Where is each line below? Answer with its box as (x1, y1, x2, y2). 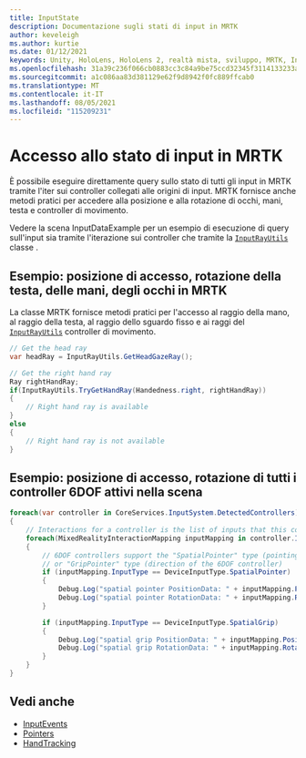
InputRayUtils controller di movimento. (9, 326, 157, 337)
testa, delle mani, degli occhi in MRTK (9, 282, 228, 298)
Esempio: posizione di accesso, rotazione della (9, 268, 282, 283)
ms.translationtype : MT (9, 81, 100, 90)
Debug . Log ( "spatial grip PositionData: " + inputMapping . (57, 635, 283, 644)
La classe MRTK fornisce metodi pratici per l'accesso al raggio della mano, (9, 307, 290, 317)
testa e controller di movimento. (9, 205, 129, 216)
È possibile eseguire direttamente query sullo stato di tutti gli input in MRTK (9, 176, 291, 187)
